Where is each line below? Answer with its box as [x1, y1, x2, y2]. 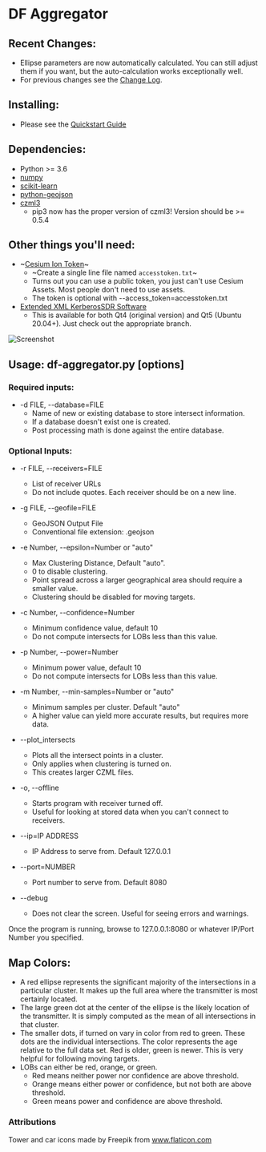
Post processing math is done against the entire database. [31, 425, 224, 435]
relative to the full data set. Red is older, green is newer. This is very [19, 1045, 244, 1055]
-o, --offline [19, 783, 59, 793]
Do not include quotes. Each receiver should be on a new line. [31, 488, 236, 497]
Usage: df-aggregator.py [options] [8, 357, 184, 371]
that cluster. [19, 1020, 60, 1029]
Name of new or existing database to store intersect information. [31, 409, 245, 418]
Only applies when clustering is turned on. [31, 759, 172, 769]
